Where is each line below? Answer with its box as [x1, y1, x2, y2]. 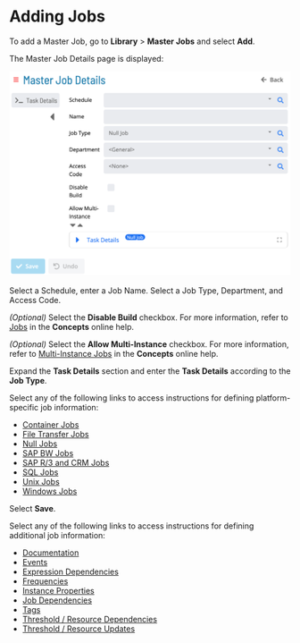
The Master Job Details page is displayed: [9, 53, 164, 63]
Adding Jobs [9, 6, 105, 27]
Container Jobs [21, 419, 79, 430]
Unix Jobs [21, 476, 60, 486]
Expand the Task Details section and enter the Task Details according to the [9, 365, 291, 376]
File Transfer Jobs [21, 428, 89, 439]
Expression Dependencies [21, 566, 119, 577]
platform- [255, 392, 291, 403]
